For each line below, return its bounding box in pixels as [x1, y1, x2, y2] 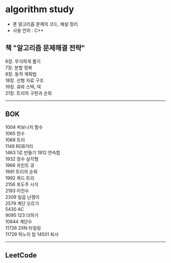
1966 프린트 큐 [5, 162, 35, 168]
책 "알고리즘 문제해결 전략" [5, 44, 85, 52]
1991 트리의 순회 [5, 168, 38, 174]
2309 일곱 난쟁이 [5, 194, 40, 200]
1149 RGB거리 [5, 143, 34, 149]
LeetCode [5, 251, 37, 259]
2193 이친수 [5, 187, 30, 194]
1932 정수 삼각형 [5, 156, 39, 162]
